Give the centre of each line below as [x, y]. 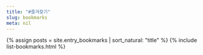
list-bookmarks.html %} [36, 47]
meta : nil [19, 23]
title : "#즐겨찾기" [28, 12]
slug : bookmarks [27, 18]
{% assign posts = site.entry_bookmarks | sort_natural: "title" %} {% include [102, 40]
